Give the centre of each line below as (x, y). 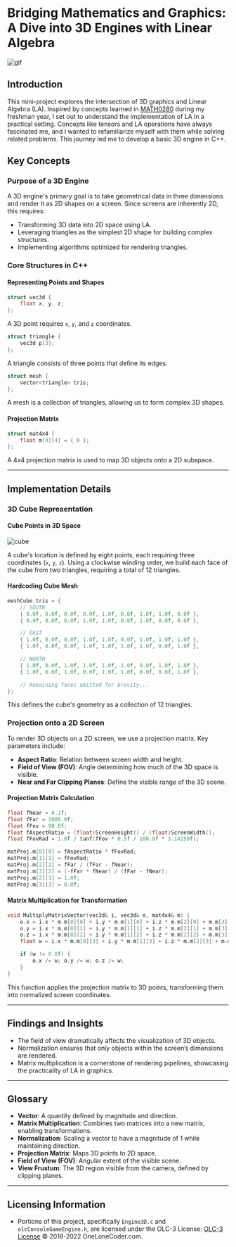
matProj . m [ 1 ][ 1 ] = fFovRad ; (48, 859)
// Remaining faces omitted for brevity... (85, 685)
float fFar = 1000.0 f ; (40, 819)
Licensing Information (57, 1204)
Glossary (27, 1099)
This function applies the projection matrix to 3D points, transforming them (115, 987)
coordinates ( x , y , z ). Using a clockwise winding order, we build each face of (118, 562)
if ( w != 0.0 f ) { (45, 954)
